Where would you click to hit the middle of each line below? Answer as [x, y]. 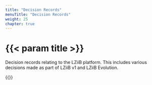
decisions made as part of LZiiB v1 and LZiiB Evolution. [62, 67]
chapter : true [20, 24]
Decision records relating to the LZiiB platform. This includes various [76, 62]
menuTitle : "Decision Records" [38, 14]
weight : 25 [17, 19]
